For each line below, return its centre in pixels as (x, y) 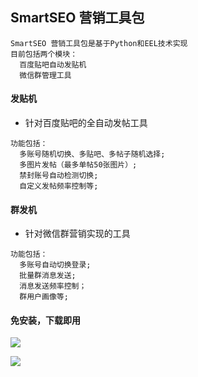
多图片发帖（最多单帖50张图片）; (78, 165)
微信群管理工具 (45, 75)
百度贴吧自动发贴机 (53, 64)
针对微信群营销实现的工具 (77, 234)
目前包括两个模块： (44, 54)
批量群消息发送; (48, 276)
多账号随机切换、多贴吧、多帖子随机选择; (92, 154)
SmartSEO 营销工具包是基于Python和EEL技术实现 (99, 43)
